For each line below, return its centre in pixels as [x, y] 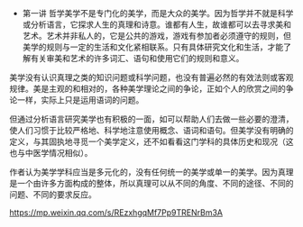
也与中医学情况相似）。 [51, 153]
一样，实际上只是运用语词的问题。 [80, 100]
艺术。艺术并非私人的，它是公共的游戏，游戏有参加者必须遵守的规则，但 [156, 36]
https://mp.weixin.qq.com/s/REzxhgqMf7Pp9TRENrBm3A [116, 213]
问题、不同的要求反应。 [53, 195]
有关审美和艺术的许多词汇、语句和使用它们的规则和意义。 [137, 58]
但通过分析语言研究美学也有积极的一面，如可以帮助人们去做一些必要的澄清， [151, 119]
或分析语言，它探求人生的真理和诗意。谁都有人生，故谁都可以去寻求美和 [156, 24]
